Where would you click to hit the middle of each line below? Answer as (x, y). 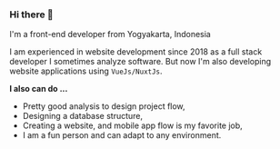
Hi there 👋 (32, 15)
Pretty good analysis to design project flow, (104, 106)
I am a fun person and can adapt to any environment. (122, 135)
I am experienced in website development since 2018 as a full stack (136, 52)
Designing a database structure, (83, 116)
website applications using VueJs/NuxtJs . (86, 71)
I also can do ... (39, 89)
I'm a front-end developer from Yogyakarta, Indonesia (110, 35)
